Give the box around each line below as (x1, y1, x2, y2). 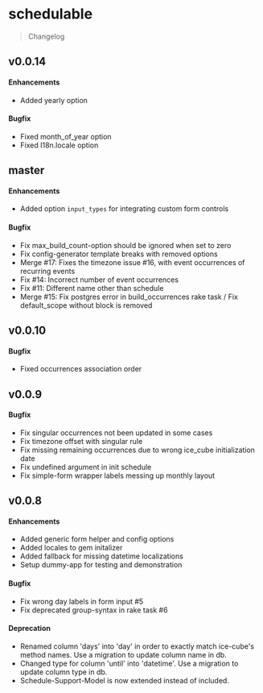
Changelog (27, 31, 65, 41)
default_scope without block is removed (19, 300, 153, 310)
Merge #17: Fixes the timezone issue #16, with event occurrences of (19, 257, 245, 267)
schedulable (8, 5, 93, 23)
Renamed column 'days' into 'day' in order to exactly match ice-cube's (19, 641, 255, 651)
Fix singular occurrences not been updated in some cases (19, 428, 213, 438)
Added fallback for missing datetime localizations (19, 551, 183, 561)
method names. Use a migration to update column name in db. (19, 649, 227, 659)
